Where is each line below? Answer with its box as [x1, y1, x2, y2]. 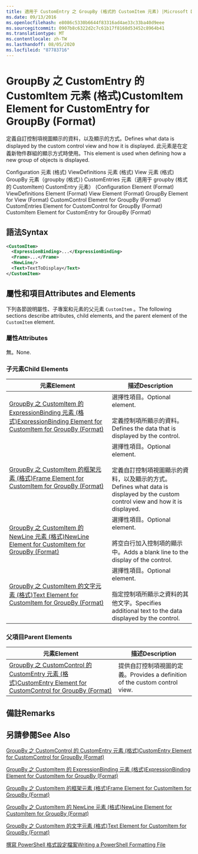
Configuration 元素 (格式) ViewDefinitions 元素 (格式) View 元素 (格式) [6, 168, 174, 175]
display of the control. [111, 556, 172, 564]
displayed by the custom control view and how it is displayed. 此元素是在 [6, 142, 183, 149]
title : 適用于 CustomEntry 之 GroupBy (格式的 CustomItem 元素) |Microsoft [6, 8, 189, 15]
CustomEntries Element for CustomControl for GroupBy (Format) [6, 202, 163, 210]
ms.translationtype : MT [6, 31, 65, 37]
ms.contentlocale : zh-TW [6, 36, 67, 42]
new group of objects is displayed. [6, 156, 90, 163]
